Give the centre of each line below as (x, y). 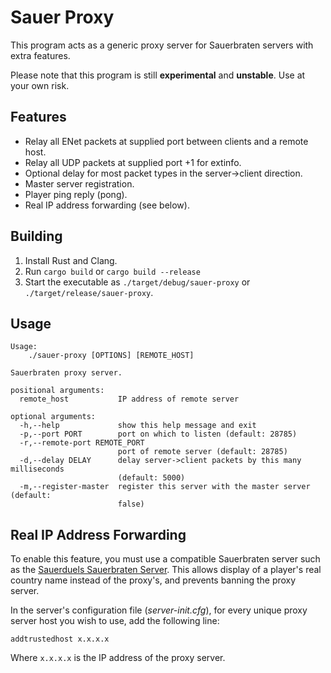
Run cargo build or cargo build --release (112, 271)
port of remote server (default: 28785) (202, 452)
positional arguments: (57, 391)
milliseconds (37, 469)
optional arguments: (53, 417)
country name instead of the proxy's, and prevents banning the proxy (153, 580)
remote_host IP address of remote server (129, 399)
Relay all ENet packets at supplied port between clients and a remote (166, 141)
